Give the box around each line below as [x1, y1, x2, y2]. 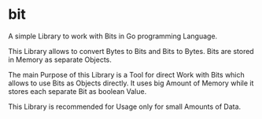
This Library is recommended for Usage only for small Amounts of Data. [8, 102, 242, 111]
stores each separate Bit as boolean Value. [8, 86, 147, 96]
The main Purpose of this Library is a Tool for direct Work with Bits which [8, 70, 245, 79]
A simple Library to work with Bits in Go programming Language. [8, 31, 218, 41]
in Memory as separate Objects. [8, 55, 113, 64]
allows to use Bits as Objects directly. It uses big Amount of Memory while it [8, 78, 254, 88]
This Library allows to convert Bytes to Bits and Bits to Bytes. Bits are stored [8, 46, 254, 56]
